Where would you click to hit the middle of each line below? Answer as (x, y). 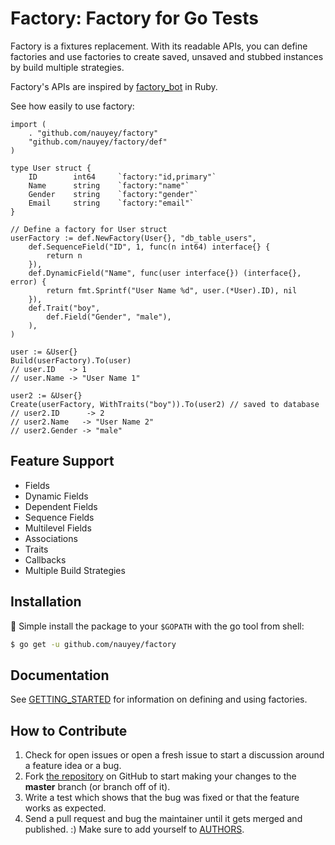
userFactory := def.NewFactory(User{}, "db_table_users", (133, 238)
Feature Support (62, 461)
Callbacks (45, 559)
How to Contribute (69, 730)
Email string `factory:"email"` (111, 203)
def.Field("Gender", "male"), (109, 317)
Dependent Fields (61, 506)
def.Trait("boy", (64, 308)
